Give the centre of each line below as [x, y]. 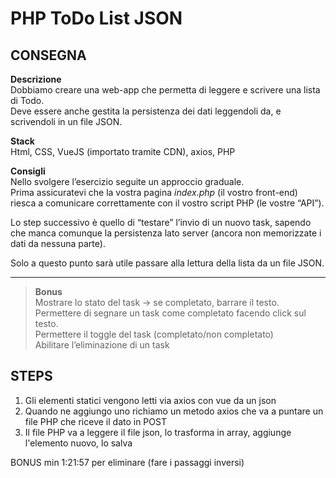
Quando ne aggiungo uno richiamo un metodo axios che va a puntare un [174, 411]
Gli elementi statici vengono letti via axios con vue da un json [150, 400]
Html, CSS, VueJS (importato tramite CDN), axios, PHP [123, 151]
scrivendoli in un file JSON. [66, 121]
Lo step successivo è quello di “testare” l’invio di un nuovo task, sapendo [161, 222]
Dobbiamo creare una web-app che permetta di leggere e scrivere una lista [165, 90]
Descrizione [36, 79]
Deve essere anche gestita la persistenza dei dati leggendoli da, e [146, 111]
